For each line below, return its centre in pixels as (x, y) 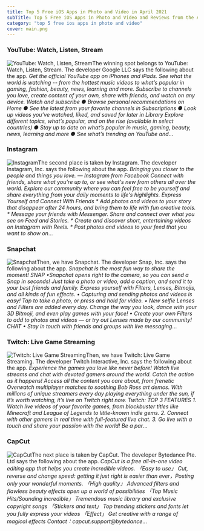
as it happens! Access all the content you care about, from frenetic (90, 381)
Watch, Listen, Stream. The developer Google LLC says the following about (100, 70)
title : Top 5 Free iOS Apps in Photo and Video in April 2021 (87, 12)
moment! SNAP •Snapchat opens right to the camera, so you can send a (98, 275)
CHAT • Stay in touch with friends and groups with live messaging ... (92, 327)
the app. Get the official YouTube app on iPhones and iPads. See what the (100, 76)
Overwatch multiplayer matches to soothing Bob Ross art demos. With (95, 387)
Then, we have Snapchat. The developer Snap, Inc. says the (111, 262)
